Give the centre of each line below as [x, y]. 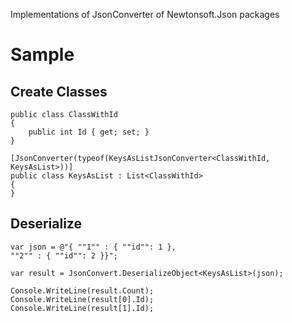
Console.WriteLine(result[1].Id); [82, 308]
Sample [42, 55]
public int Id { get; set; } [89, 132]
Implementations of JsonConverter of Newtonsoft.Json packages [145, 14]
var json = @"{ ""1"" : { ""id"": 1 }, [93, 247]
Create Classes [59, 91]
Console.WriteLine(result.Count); [82, 290]
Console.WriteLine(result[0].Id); [82, 299]
